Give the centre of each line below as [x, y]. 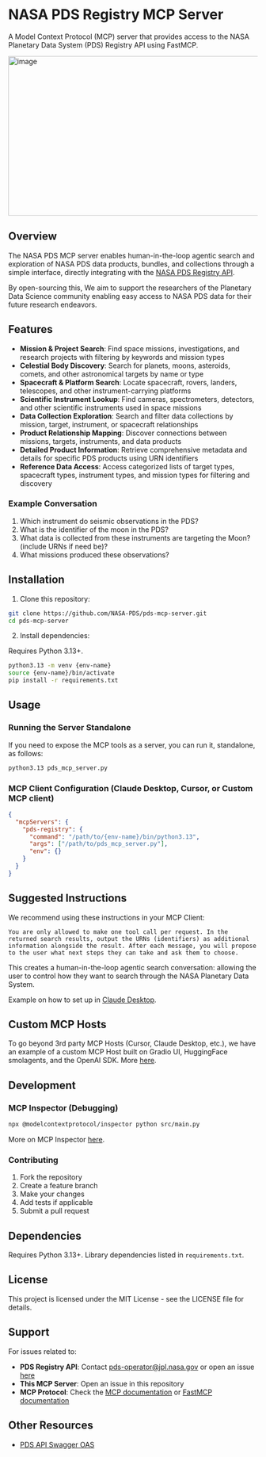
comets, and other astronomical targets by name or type [112, 373]
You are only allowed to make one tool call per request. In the [118, 932]
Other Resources [51, 1426]
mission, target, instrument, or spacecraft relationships [109, 424]
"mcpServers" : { [42, 822]
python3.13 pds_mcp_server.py [58, 768]
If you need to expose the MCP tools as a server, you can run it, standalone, [132, 745]
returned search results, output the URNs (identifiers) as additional [129, 939]
